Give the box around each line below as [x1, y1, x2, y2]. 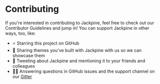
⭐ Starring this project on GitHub [12, 40, 80, 46]
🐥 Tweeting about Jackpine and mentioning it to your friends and [12, 58, 146, 64]
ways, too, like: [5, 30, 36, 36]
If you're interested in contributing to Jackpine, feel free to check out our [5, 20, 155, 26]
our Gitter [12, 73, 32, 80]
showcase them [12, 52, 45, 58]
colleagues [12, 63, 35, 69]
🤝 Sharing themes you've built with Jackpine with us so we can [12, 47, 142, 53]
